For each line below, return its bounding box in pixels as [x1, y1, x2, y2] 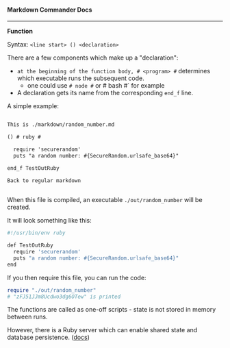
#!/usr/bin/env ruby [7, 229, 66, 236]
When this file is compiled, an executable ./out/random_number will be [7, 196, 203, 204]
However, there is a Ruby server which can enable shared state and [7, 326, 198, 334]
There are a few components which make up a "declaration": [7, 53, 179, 62]
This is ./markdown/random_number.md [7, 121, 115, 128]
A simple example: [7, 102, 60, 110]
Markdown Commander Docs [7, 5, 92, 14]
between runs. [7, 312, 48, 321]
